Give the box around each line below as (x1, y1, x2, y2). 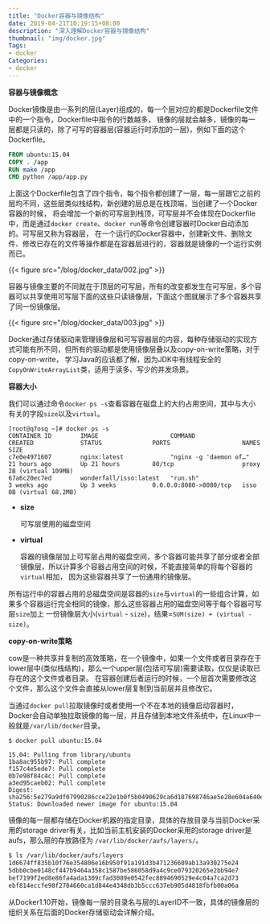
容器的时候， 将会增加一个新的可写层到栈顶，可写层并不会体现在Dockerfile (8, 208, 256, 218)
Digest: (8, 786, 35, 794)
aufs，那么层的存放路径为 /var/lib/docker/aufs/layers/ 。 (8, 835, 203, 845)
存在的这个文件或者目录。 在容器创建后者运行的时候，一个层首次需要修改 (8, 674, 250, 683)
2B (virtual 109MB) (8, 468, 74, 476)
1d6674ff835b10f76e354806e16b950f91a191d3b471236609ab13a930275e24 (8, 859, 239, 868)
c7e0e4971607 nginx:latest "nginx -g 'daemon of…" (8, 453, 250, 461)
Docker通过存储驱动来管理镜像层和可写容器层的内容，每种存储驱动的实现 (8, 335, 251, 344)
